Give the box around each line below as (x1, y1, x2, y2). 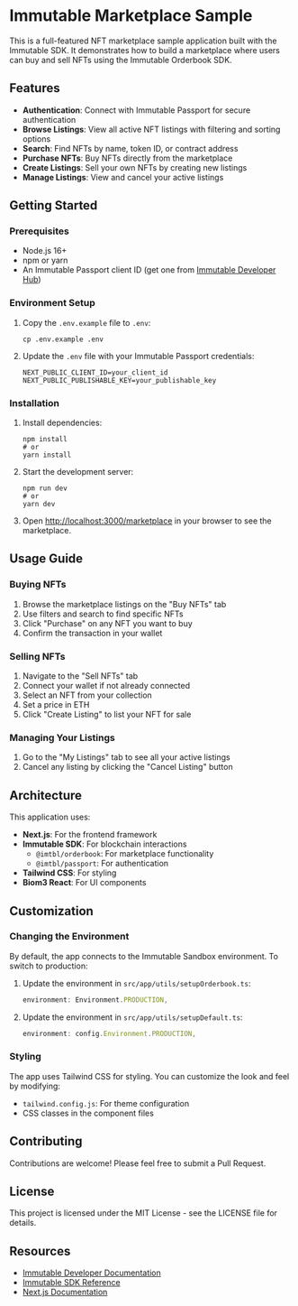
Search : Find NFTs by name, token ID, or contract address (22, 143, 239, 153)
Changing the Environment (9, 931, 130, 943)
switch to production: (9, 960, 88, 971)
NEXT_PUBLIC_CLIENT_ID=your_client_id (22, 367, 168, 377)
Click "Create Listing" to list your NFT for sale (22, 709, 192, 720)
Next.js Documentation (22, 1287, 108, 1298)
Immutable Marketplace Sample (9, 5, 253, 26)
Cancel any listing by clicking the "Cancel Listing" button (22, 762, 233, 773)
